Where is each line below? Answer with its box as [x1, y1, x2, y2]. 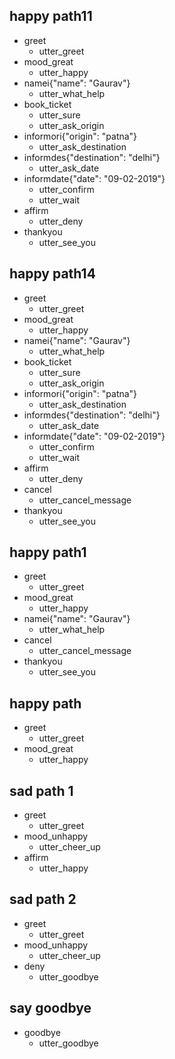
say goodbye [9, 1000, 92, 1017]
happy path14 [9, 265, 96, 283]
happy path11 [9, 8, 93, 25]
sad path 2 [9, 891, 77, 908]
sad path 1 [9, 782, 74, 799]
